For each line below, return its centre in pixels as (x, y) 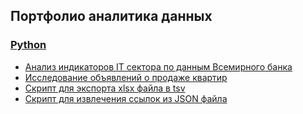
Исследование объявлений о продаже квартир (126, 77)
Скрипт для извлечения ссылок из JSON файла (126, 98)
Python (28, 45)
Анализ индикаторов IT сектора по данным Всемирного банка (158, 66)
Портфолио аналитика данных (111, 16)
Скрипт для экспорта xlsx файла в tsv (105, 88)
